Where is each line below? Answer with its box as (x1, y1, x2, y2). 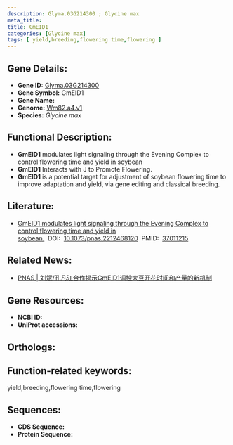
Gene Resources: (7, 295, 84, 307)
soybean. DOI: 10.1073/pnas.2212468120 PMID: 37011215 (17, 233, 189, 243)
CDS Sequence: (17, 423, 65, 431)
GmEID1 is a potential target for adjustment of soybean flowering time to (17, 172, 227, 181)
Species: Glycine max (17, 110, 82, 120)
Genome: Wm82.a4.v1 (17, 103, 83, 112)
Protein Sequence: (17, 430, 74, 439)
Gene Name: (17, 96, 55, 104)
